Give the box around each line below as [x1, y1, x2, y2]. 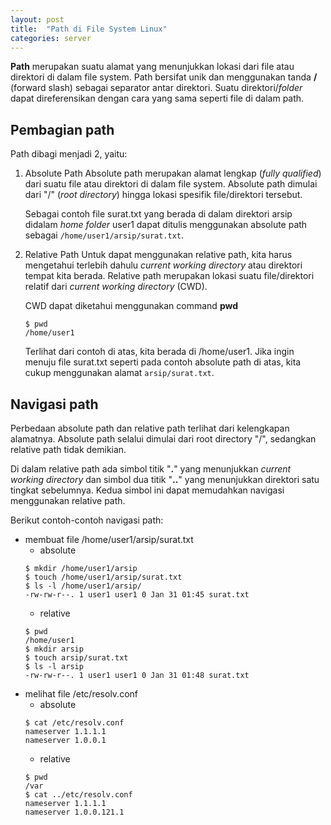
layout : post [10, 14, 65, 25]
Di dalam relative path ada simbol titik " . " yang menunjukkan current [10, 463, 292, 475]
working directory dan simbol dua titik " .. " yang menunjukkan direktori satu [10, 474, 320, 485]
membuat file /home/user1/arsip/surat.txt [24, 534, 194, 545]
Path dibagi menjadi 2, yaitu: [10, 148, 128, 160]
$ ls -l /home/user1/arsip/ [24, 581, 142, 591]
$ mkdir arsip [24, 644, 84, 654]
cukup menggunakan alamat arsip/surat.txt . [24, 367, 215, 379]
